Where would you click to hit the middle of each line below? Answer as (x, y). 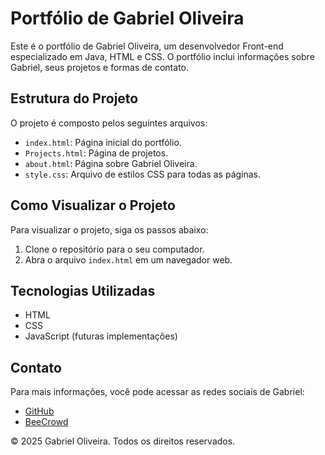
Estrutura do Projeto (74, 98)
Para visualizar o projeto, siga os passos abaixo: (109, 229)
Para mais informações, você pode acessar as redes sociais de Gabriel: (157, 392)
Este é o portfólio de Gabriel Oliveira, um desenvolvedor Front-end (147, 46)
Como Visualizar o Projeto (93, 205)
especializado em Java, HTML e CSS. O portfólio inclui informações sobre (162, 56)
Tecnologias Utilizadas (83, 290)
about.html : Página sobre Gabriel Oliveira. (111, 163)
